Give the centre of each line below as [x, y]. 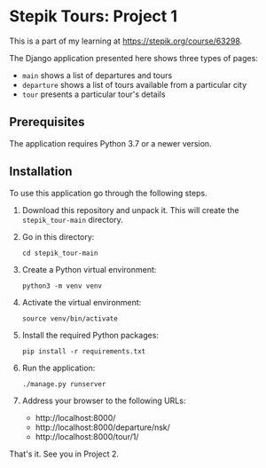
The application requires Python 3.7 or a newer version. [110, 143]
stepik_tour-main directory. [73, 219]
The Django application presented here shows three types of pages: [134, 58]
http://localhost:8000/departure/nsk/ [103, 427]
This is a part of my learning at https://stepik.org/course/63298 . [126, 41]
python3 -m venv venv [62, 286]
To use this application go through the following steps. [108, 193]
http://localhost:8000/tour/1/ [87, 436]
